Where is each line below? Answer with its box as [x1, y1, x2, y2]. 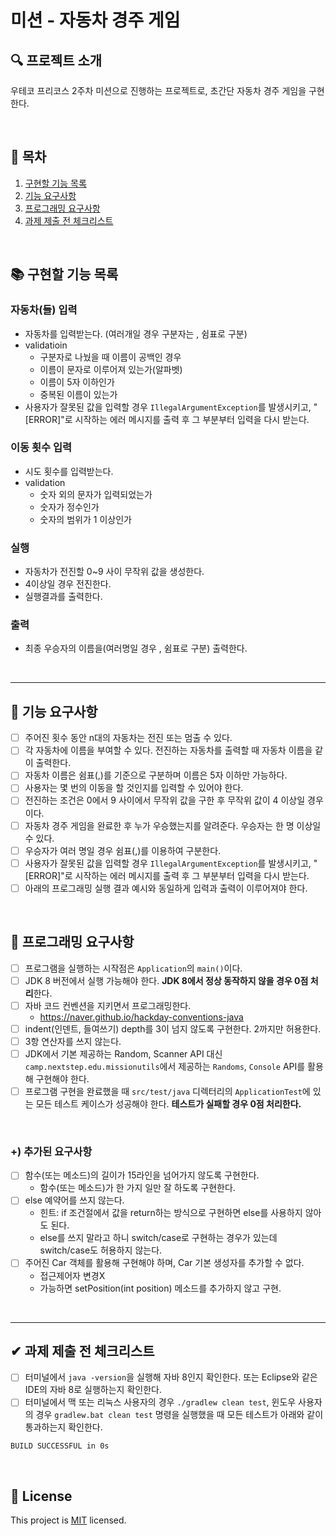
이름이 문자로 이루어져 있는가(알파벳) [39, 363, 183, 375]
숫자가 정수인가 [39, 501, 100, 513]
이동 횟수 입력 [10, 441, 73, 455]
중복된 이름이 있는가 [39, 388, 118, 400]
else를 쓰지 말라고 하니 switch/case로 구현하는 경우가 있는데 [39, 1232, 278, 1244]
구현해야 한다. [35, 1072, 90, 1085]
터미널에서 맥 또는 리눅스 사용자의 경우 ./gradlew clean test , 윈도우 [24, 1396, 297, 1408]
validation [24, 476, 66, 488]
